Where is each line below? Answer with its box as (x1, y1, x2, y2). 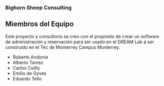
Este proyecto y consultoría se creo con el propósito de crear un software (5, 33, 159, 39)
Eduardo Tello (12, 75, 42, 81)
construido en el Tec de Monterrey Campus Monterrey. (5, 44, 120, 50)
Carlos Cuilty (12, 65, 40, 71)
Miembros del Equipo (5, 20, 74, 28)
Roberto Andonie (12, 54, 48, 60)
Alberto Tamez (12, 59, 44, 65)
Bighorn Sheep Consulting (5, 4, 72, 11)
